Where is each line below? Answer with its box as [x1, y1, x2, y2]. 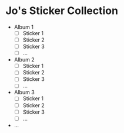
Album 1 [14, 23, 33, 30]
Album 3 [14, 89, 35, 96]
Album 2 [14, 56, 35, 63]
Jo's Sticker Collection [5, 4, 119, 18]
